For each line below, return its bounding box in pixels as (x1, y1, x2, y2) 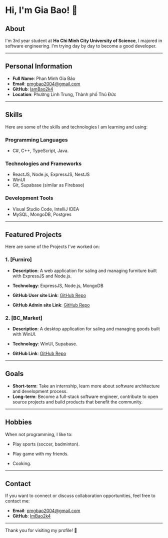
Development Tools (5, 194, 53, 201)
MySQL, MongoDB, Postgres (12, 211, 71, 217)
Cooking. (12, 460, 31, 466)
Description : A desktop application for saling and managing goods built (12, 325, 160, 331)
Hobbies (5, 418, 32, 426)
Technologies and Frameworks (5, 160, 82, 167)
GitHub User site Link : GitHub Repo (12, 292, 86, 298)
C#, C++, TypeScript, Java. (12, 147, 69, 153)
